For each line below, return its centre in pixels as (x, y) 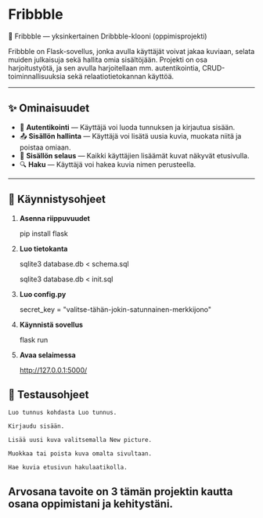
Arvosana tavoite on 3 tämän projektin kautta (121, 491)
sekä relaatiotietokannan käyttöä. (121, 76)
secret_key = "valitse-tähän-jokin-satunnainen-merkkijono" (115, 309)
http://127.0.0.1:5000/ (53, 370)
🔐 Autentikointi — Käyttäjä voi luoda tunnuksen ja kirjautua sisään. (127, 127)
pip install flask (44, 234)
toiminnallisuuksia (37, 76)
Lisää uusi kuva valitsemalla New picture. (80, 440)
